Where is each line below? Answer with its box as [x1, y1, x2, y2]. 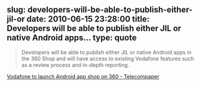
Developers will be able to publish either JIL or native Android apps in [21, 48, 192, 56]
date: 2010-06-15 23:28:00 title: [26, 14, 150, 24]
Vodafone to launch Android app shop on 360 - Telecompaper [7, 73, 160, 80]
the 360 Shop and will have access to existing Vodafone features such [21, 55, 194, 62]
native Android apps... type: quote [7, 33, 137, 43]
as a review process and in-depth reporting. [21, 61, 130, 68]
